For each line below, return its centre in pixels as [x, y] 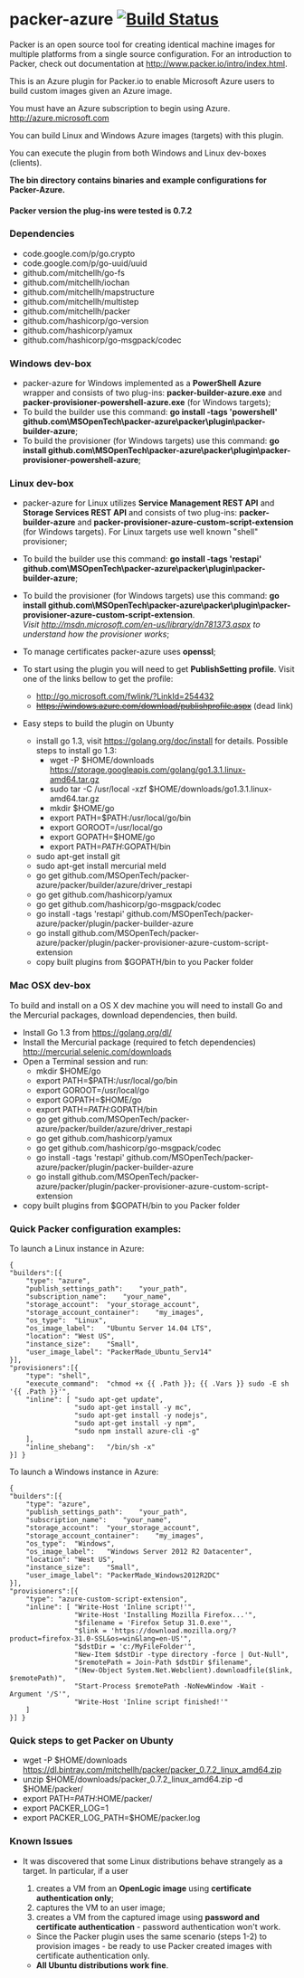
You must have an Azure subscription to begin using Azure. [120, 108]
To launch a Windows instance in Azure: [84, 1472]
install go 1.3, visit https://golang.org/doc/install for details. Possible [162, 741]
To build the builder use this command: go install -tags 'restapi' [142, 559]
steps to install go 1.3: [76, 751]
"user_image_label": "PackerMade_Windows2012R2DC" [123, 1576]
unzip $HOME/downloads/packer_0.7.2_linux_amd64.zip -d [133, 1779]
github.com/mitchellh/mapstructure [89, 292]
